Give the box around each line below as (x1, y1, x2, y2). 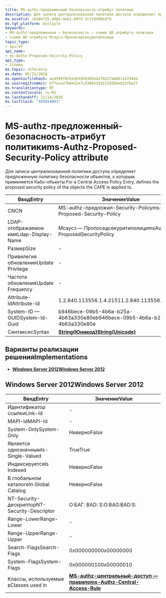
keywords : (5, 26, 26, 31)
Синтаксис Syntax (7, 328, 49, 335)
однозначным (7, 446, 41, 453)
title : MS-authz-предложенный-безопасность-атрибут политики (5, 7, 134, 12)
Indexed (7, 466, 27, 473)
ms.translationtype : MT (5, 85, 54, 91)
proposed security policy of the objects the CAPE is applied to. (5, 184, 133, 190)
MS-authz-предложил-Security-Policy (58, 204, 153, 211)
